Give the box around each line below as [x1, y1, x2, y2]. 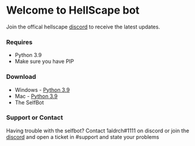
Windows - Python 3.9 [14, 86, 70, 93]
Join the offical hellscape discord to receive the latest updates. [6, 23, 161, 30]
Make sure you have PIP [14, 58, 74, 65]
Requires [6, 38, 33, 46]
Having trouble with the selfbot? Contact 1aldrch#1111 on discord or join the [6, 127, 190, 134]
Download [6, 72, 37, 81]
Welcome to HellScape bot [6, 4, 140, 17]
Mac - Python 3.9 [14, 93, 58, 100]
